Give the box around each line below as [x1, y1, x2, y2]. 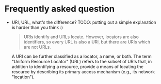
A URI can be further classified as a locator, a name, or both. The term [11, 53, 152, 59]
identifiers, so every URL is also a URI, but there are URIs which [23, 39, 151, 44]
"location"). [11, 74, 35, 80]
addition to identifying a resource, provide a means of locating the [11, 64, 144, 70]
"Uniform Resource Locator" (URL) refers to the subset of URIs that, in [11, 58, 152, 64]
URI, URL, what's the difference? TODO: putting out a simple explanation [11, 19, 156, 25]
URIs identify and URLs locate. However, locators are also [23, 34, 139, 40]
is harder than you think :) [11, 24, 64, 30]
